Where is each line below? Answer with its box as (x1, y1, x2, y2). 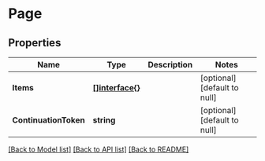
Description (147, 60, 193, 70)
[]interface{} (92, 82, 140, 93)
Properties (8, 36, 62, 49)
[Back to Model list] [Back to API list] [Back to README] (8, 145, 189, 154)
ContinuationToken (12, 115, 85, 126)
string (92, 115, 116, 126)
